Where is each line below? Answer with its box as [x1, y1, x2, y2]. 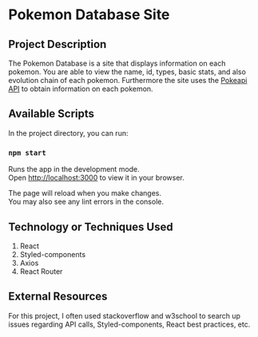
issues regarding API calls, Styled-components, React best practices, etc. [8, 319, 251, 329]
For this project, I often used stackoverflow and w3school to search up [8, 311, 241, 320]
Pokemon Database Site [8, 6, 170, 24]
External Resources [8, 290, 108, 303]
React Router [19, 266, 63, 276]
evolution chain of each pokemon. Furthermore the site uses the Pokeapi [8, 76, 248, 85]
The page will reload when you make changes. [8, 188, 162, 198]
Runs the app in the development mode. [8, 165, 140, 174]
